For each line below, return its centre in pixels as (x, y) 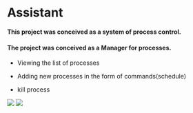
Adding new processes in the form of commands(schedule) (102, 76)
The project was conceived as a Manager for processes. (89, 48)
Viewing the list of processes (58, 63)
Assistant (35, 13)
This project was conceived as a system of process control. (94, 32)
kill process (33, 90)
